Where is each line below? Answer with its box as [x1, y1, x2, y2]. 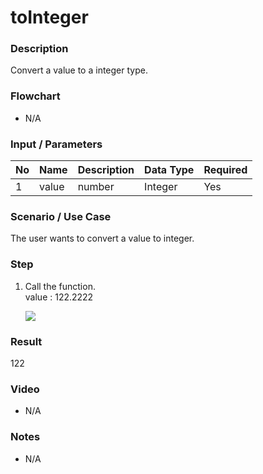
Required [203, 163, 248, 177]
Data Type [144, 163, 195, 177]
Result [10, 334, 43, 348]
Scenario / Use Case [10, 210, 112, 223]
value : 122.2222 [24, 291, 94, 303]
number [77, 180, 115, 194]
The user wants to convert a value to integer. [10, 232, 195, 245]
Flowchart [10, 89, 61, 103]
